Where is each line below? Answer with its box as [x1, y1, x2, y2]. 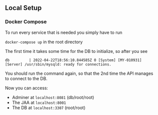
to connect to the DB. [5, 75, 47, 82]
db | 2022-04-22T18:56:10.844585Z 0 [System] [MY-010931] [5, 58, 142, 63]
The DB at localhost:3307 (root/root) [12, 104, 86, 111]
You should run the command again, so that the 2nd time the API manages [5, 70, 154, 76]
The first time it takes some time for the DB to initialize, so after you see [5, 48, 148, 54]
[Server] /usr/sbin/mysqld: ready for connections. [5, 62, 111, 67]
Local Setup [5, 4, 42, 12]
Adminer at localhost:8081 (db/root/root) [12, 94, 95, 100]
